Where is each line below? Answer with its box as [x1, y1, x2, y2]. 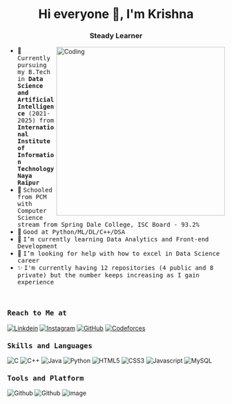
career [17, 257, 40, 265]
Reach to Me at [7, 309, 67, 318]
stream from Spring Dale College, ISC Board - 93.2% [17, 221, 200, 229]
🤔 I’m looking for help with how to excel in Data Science [17, 249, 220, 258]
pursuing [17, 62, 47, 69]
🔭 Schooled [17, 186, 53, 194]
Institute [17, 138, 50, 145]
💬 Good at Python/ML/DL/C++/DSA [17, 228, 126, 236]
